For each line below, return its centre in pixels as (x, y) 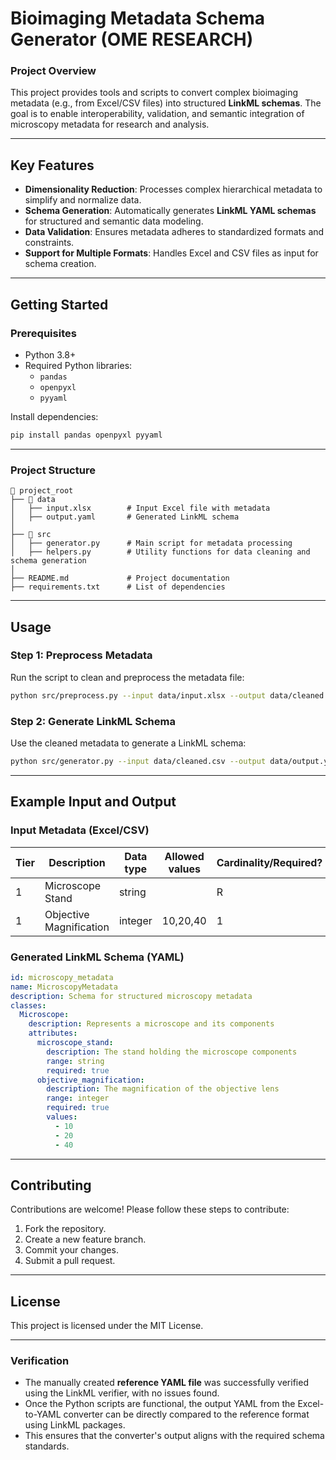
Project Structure (53, 470)
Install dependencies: (54, 416)
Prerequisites (43, 333)
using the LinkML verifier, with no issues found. (122, 1393)
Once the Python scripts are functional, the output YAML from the (160, 1404)
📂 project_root (42, 491)
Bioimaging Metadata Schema (138, 18)
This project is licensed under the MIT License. (107, 1326)
